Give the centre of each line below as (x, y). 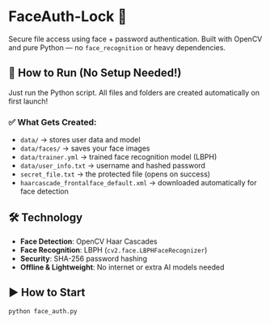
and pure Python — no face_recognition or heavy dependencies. (117, 47)
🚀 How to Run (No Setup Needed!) (95, 73)
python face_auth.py (43, 311)
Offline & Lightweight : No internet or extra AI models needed (122, 267)
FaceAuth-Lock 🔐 (68, 17)
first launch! (28, 101)
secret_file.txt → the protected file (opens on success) (115, 174)
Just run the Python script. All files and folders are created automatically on (134, 92)
